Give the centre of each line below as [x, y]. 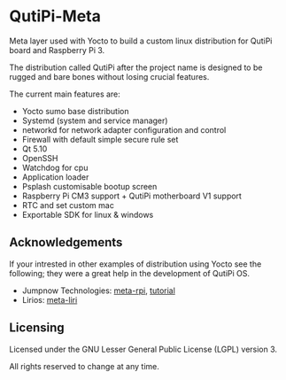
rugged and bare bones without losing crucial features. [109, 76]
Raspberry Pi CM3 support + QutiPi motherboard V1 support [131, 196]
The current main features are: [65, 94]
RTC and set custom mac [68, 205]
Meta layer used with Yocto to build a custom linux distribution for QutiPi [141, 41]
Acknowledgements [66, 242]
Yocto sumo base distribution [75, 111]
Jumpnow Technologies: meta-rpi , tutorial [98, 291]
